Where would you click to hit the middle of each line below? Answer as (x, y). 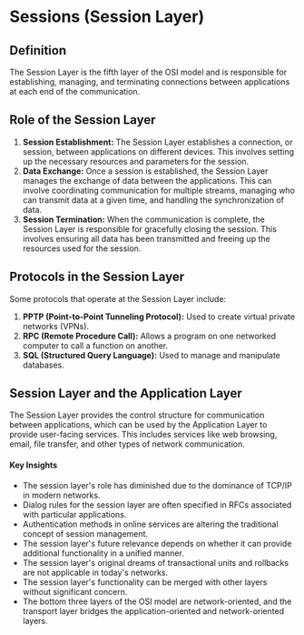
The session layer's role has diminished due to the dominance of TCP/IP (157, 485)
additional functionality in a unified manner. (103, 553)
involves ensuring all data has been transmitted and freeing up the (146, 238)
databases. (44, 365)
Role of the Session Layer (83, 120)
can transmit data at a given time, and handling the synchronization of (153, 200)
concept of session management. (85, 533)
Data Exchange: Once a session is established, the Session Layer (145, 171)
